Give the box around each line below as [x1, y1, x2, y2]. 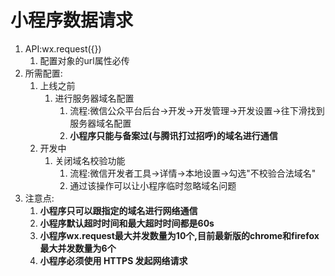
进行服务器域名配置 [54, 92, 135, 104]
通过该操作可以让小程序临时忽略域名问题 [69, 179, 237, 191]
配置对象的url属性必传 [39, 54, 130, 66]
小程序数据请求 [10, 9, 134, 32]
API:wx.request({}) [24, 42, 102, 55]
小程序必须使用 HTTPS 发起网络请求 [39, 254, 188, 266]
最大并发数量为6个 [39, 242, 117, 254]
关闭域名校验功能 [54, 154, 126, 166]
